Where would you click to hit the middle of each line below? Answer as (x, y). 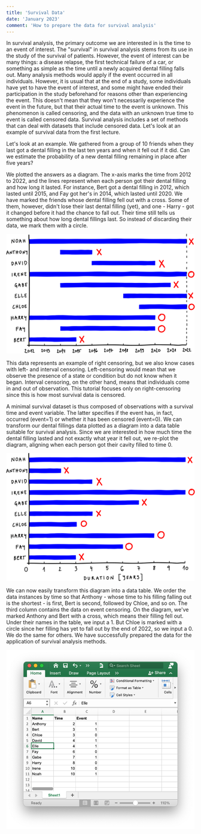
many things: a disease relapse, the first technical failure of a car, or (90, 62)
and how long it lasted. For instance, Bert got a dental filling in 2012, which (98, 187)
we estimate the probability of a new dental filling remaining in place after (97, 156)
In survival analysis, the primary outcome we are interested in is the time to (99, 43)
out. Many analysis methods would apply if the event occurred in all (89, 75)
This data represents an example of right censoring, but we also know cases (100, 363)
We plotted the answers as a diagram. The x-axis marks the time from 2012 (99, 174)
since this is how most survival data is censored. (66, 395)
